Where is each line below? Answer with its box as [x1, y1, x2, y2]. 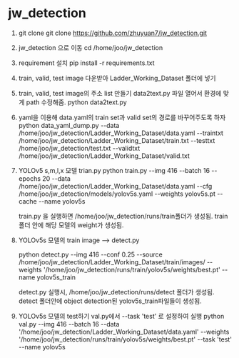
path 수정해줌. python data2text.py [26, 98, 127, 106]
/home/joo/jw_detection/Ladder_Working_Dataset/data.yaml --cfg [18, 182, 213, 190]
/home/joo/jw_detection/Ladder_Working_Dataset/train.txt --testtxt [18, 136, 215, 144]
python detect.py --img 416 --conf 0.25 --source [18, 250, 163, 259]
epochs [18, 174, 41, 183]
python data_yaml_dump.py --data [18, 121, 120, 129]
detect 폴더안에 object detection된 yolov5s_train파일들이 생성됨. [18, 297, 202, 305]
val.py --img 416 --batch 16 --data [18, 319, 120, 328]
